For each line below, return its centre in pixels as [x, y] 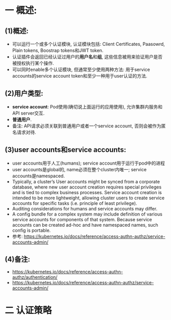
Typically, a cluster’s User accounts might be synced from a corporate [86, 181]
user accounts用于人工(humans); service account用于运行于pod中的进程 [89, 163]
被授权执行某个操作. [33, 63]
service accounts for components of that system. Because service [82, 219]
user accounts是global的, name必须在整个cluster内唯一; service [79, 169]
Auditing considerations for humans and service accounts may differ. [85, 208]
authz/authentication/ [35, 277]
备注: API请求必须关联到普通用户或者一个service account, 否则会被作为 [87, 126]
